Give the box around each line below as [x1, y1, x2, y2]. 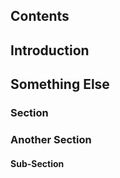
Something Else [10, 76, 110, 93]
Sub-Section [10, 157, 65, 169]
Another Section [10, 133, 92, 147]
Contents [10, 8, 70, 25]
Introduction [10, 42, 90, 59]
